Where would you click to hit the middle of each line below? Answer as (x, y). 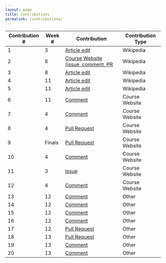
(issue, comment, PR (89, 65)
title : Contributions (27, 14)
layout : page (19, 10)
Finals (52, 143)
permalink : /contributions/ (34, 19)
